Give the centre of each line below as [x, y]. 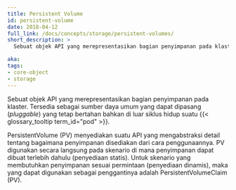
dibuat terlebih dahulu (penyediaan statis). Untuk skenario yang [99, 157]
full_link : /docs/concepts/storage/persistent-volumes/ [91, 33]
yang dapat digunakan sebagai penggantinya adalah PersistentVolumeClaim [117, 172]
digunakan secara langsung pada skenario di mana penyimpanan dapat [111, 150]
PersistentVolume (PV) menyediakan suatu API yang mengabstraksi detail [114, 135]
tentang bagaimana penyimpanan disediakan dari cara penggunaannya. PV [116, 142]
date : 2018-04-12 [33, 27]
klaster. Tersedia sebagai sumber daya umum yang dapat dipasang [104, 106]
